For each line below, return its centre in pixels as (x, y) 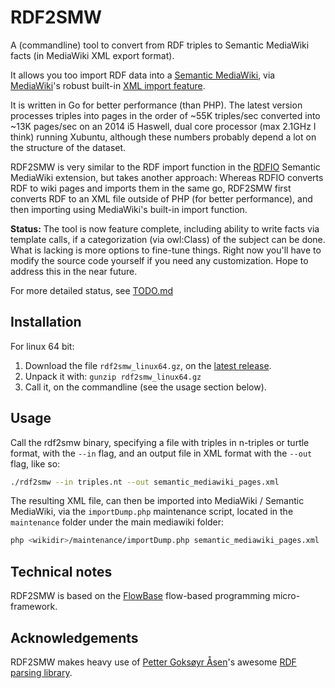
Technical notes (61, 571)
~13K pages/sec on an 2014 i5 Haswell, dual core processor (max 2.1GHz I (163, 126)
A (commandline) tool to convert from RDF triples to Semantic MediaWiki (160, 45)
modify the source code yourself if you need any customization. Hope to (159, 260)
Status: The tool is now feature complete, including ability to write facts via (165, 228)
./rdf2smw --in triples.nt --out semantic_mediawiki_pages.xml (145, 482)
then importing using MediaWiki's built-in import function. (129, 209)
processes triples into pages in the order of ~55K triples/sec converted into (165, 115)
